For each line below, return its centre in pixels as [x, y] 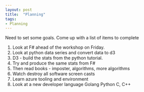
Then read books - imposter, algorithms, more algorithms [71, 69]
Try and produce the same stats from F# [54, 63]
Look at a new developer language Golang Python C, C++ [72, 85]
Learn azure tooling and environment [50, 79]
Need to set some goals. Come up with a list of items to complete [72, 38]
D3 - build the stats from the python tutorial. [58, 58]
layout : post [19, 10]
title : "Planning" [25, 14]
